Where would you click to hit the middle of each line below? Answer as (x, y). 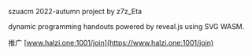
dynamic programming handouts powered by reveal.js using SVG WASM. (126, 26)
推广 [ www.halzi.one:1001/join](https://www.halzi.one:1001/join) (111, 43)
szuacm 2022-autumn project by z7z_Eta (75, 11)
